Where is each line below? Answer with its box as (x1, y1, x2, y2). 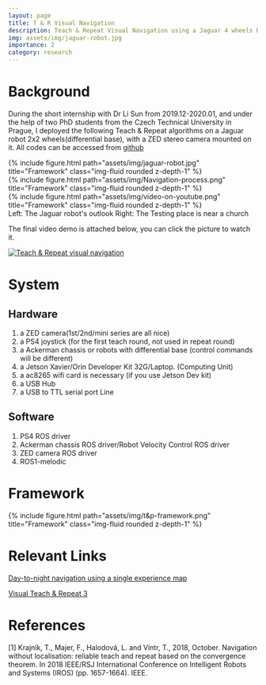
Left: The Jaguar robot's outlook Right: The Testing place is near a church (8, 208, 249, 218)
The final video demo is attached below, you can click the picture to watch (8, 224, 251, 233)
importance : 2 (8, 41, 55, 49)
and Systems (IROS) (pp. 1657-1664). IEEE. (8, 668, 148, 677)
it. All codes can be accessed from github (8, 142, 144, 152)
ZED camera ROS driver (19, 448, 97, 457)
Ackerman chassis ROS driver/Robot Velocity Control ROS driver (19, 440, 230, 449)
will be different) (19, 353, 74, 363)
